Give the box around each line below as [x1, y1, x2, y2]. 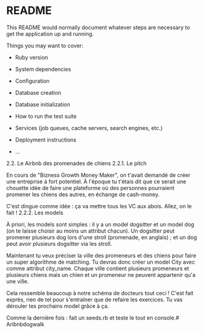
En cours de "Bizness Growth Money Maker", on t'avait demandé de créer [6, 171, 191, 179]
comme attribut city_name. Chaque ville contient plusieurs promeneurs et [6, 265, 190, 272]
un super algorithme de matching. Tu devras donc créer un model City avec [6, 258, 195, 265]
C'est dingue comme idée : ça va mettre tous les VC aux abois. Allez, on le [6, 202, 192, 210]
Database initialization [15, 101, 71, 108]
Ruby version [15, 53, 48, 61]
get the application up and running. [6, 30, 94, 37]
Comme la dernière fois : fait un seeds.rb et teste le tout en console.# [6, 314, 180, 321]
